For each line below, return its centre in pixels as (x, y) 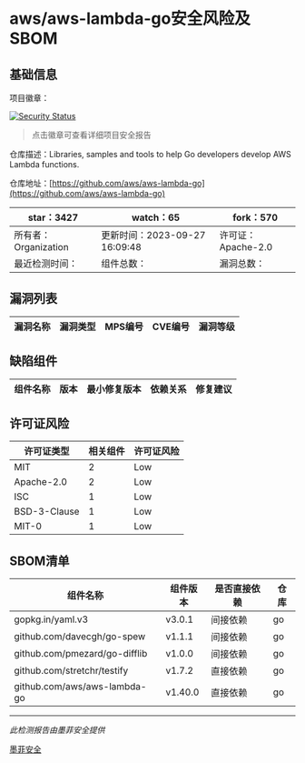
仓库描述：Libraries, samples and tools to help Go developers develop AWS (151, 154)
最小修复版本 (114, 389)
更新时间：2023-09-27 (153, 235)
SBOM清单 (39, 561)
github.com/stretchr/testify (71, 671)
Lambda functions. (44, 164)
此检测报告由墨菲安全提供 (57, 730)
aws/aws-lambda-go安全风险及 (130, 19)
